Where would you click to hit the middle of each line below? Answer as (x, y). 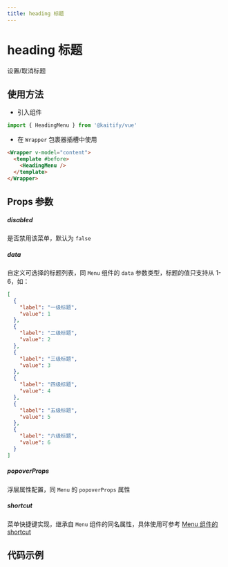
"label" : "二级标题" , (49, 333)
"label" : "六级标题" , (49, 436)
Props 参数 (30, 202)
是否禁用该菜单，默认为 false (49, 238)
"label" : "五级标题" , (49, 410)
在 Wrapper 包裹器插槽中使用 (57, 140)
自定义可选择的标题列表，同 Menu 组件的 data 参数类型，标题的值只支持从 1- (114, 272)
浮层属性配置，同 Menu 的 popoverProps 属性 (69, 489)
